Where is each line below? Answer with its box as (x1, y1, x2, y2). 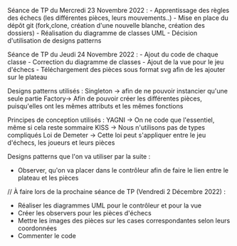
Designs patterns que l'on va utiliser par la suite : (7, 153, 151, 160)
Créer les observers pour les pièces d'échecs (17, 209, 152, 217)
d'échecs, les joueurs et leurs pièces (7, 138, 115, 147)
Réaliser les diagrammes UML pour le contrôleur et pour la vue (17, 201, 201, 210)
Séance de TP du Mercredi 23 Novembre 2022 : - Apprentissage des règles (7, 6, 230, 14)
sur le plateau (7, 73, 48, 81)
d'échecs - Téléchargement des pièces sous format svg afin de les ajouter (7, 66, 226, 73)
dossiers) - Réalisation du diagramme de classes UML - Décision (7, 29, 198, 37)
